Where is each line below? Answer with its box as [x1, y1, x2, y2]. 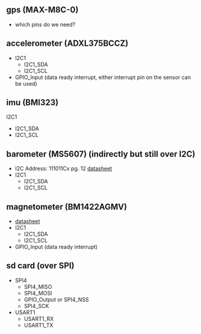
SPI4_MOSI [23, 289, 52, 297]
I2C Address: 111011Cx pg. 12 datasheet [14, 165, 113, 172]
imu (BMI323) [6, 98, 59, 108]
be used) [14, 80, 37, 87]
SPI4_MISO [23, 283, 52, 290]
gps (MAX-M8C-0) [6, 5, 79, 15]
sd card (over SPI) [6, 260, 75, 271]
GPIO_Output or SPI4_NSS [23, 295, 89, 303]
